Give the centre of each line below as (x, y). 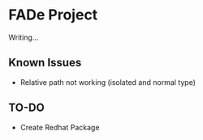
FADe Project (53, 15)
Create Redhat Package (60, 127)
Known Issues (45, 63)
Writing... (24, 37)
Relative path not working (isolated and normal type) (108, 82)
